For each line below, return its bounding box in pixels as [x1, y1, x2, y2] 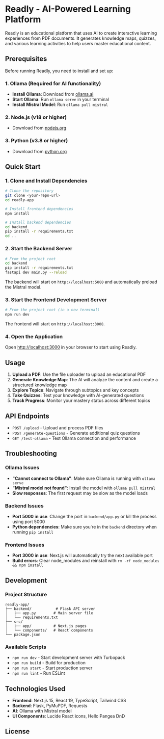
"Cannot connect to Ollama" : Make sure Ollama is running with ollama [12, 475, 156, 481]
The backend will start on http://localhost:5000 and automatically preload [5, 279, 158, 285]
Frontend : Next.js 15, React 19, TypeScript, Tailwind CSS [12, 698, 127, 704]
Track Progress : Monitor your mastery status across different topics [12, 397, 151, 403]
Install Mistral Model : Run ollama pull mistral [12, 102, 109, 107]
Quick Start [5, 163, 41, 171]
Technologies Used [5, 685, 65, 693]
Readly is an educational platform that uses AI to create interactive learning [5, 30, 157, 36]
